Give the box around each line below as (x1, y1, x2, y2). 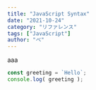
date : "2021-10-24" (7, 17, 65, 24)
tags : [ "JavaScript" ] (7, 30, 71, 37)
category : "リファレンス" (7, 23, 78, 30)
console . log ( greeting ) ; (7, 76, 83, 83)
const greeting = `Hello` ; (7, 70, 87, 77)
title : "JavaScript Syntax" (7, 10, 90, 18)
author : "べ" (7, 37, 44, 44)
